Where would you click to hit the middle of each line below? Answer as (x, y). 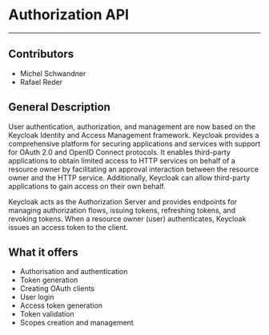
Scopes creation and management (76, 323)
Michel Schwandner (53, 73)
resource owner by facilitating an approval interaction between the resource (133, 169)
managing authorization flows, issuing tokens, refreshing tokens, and (122, 210)
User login (37, 297)
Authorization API (69, 15)
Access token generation (61, 305)
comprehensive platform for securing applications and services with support (134, 143)
